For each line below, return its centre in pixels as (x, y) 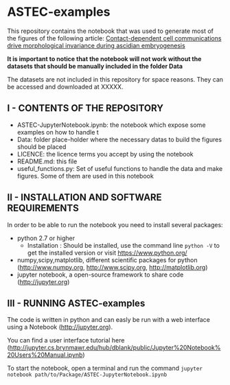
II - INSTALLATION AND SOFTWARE (85, 197)
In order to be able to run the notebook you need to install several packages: (115, 224)
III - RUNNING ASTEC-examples (76, 303)
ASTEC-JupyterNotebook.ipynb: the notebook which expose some (111, 125)
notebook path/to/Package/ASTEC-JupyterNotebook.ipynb (87, 375)
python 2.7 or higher (46, 238)
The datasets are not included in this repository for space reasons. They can (115, 79)
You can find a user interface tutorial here (66, 340)
